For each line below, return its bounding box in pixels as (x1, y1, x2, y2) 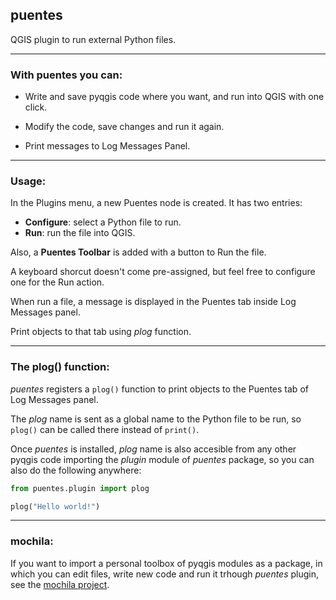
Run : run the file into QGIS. (24, 227, 136, 239)
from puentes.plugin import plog (10, 483, 150, 493)
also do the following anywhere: (10, 464, 142, 476)
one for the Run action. (10, 276, 105, 288)
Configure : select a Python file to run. (24, 216, 182, 228)
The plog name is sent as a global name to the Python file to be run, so (10, 413, 302, 425)
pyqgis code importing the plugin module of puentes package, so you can (10, 453, 315, 465)
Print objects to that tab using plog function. (10, 326, 192, 338)
